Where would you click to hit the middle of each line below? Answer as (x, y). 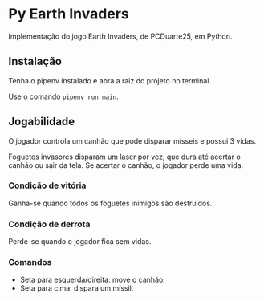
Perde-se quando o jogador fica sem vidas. (80, 242)
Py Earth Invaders (69, 14)
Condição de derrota (49, 224)
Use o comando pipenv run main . (63, 96)
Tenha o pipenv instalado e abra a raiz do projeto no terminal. (110, 80)
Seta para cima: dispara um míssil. (77, 288)
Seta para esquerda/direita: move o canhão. (93, 280)
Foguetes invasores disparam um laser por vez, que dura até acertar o (124, 157)
